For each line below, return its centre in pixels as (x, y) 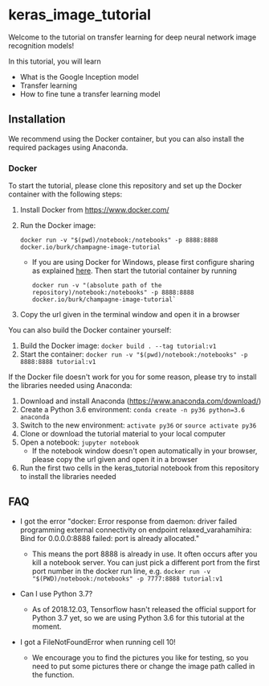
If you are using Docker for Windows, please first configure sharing (143, 262)
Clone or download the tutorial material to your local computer (123, 434)
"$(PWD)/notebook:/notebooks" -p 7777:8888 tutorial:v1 (127, 579)
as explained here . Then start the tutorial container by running (134, 271)
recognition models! (41, 45)
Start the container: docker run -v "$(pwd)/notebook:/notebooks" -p (134, 354)
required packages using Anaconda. (68, 147)
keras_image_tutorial (79, 15)
